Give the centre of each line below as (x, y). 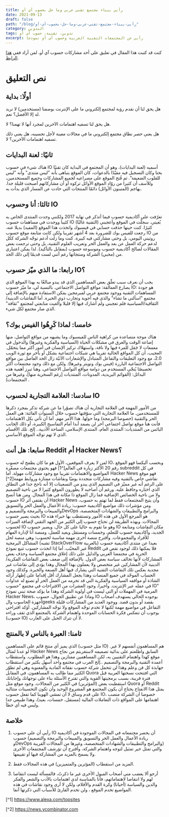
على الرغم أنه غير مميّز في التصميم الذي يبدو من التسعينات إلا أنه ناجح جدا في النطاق (85, 484)
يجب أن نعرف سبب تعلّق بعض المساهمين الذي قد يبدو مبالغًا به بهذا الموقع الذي (79, 282)
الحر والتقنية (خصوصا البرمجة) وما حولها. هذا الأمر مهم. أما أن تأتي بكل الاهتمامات (81, 418)
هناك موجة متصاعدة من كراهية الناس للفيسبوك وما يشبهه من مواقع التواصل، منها (81, 337)
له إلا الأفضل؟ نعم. (23, 114)
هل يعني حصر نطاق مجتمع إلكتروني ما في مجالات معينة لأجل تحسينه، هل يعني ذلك (82, 134)
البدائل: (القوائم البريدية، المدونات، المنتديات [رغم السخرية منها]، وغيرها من (76, 374)
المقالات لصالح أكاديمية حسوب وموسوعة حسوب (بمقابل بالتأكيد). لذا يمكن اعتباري (82, 249)
